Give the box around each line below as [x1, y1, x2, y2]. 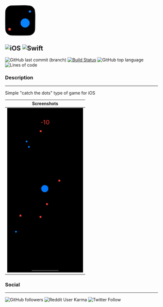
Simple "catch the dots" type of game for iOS [5, 90, 96, 96]
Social [5, 281, 20, 288]
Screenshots [32, 101, 59, 106]
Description [5, 74, 33, 81]
